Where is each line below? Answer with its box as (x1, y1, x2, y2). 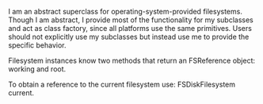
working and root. (8, 64, 67, 74)
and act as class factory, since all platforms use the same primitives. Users (8, 24, 252, 33)
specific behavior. (8, 40, 67, 50)
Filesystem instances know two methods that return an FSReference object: (8, 56, 256, 65)
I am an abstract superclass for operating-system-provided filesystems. (8, 7, 243, 16)
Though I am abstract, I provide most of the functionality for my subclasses (8, 15, 253, 25)
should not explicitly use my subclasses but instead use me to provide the (8, 32, 250, 41)
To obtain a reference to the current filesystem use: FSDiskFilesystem (8, 79, 236, 89)
